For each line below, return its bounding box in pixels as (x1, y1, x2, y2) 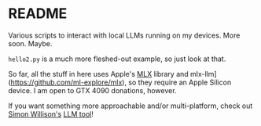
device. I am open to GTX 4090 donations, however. (8, 85, 177, 95)
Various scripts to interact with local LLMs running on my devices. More (8, 31, 241, 40)
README (8, 5, 68, 23)
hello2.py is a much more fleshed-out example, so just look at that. (8, 54, 226, 63)
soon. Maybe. (8, 38, 53, 48)
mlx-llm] (189, 69, 218, 78)
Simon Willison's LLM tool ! (8, 109, 94, 118)
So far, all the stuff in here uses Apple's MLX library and (8, 69, 189, 78)
